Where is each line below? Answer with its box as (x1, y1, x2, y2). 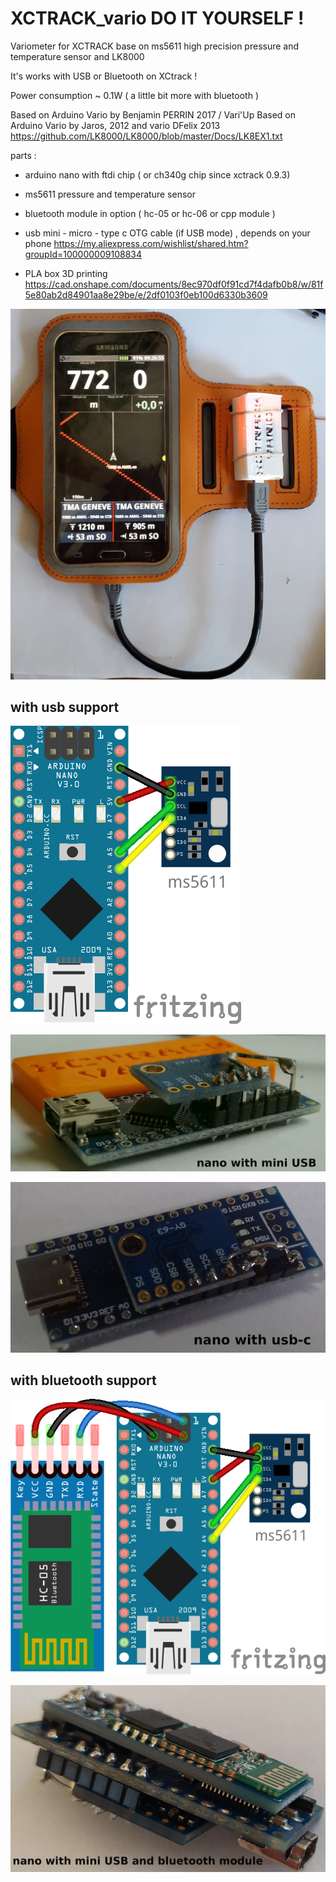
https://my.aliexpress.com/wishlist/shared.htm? (53, 237, 249, 249)
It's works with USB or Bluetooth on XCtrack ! (10, 70, 198, 82)
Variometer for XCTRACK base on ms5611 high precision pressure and (10, 40, 300, 52)
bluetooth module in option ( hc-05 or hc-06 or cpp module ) (24, 207, 276, 219)
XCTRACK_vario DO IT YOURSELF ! (10, 7, 305, 30)
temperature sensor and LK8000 (10, 50, 145, 62)
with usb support (10, 698, 120, 716)
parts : (10, 149, 37, 161)
